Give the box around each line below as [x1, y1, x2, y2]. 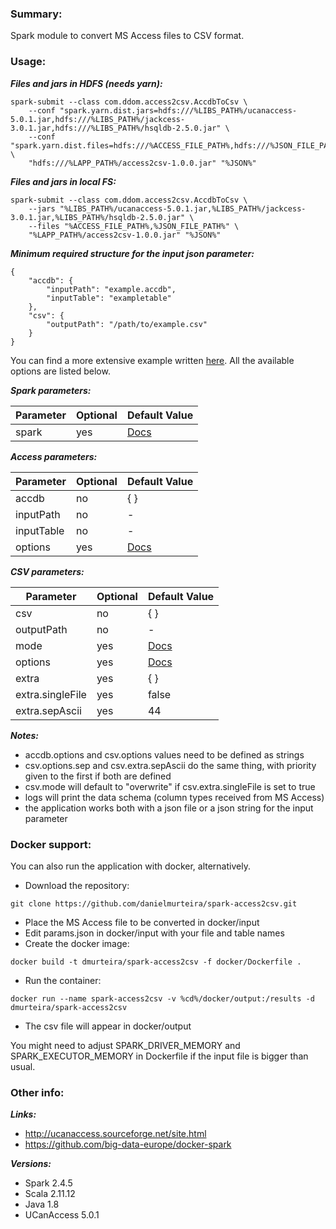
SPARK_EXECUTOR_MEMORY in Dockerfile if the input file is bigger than [10, 1050, 309, 1062]
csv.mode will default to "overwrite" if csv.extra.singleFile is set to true [24, 780, 316, 792]
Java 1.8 [24, 1198, 60, 1211]
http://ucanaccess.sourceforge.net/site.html [24, 1128, 207, 1140]
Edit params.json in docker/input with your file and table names [24, 927, 285, 939]
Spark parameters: [10, 384, 92, 396]
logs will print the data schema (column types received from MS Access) [24, 791, 325, 803]
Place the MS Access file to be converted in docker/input [24, 916, 260, 928]
